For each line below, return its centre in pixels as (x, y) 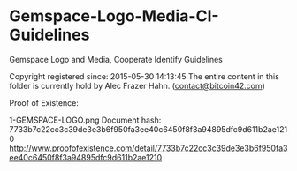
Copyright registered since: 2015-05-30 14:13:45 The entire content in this (145, 76)
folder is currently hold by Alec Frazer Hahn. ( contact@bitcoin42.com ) (137, 85)
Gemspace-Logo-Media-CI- (114, 16)
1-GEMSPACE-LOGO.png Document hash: (85, 120)
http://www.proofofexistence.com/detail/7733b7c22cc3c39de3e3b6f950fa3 (148, 148)
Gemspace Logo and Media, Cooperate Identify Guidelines (116, 59)
